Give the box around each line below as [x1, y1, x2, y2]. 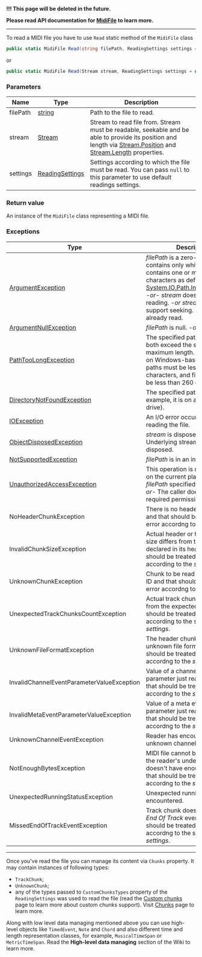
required [145, 495, 170, 503]
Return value [6, 198, 44, 207]
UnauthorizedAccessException [9, 480, 97, 488]
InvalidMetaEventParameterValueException [9, 711, 131, 719]
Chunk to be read [145, 569, 195, 578]
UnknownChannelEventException [9, 735, 104, 744]
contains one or [145, 268, 191, 277]
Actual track [145, 594, 180, 603]
